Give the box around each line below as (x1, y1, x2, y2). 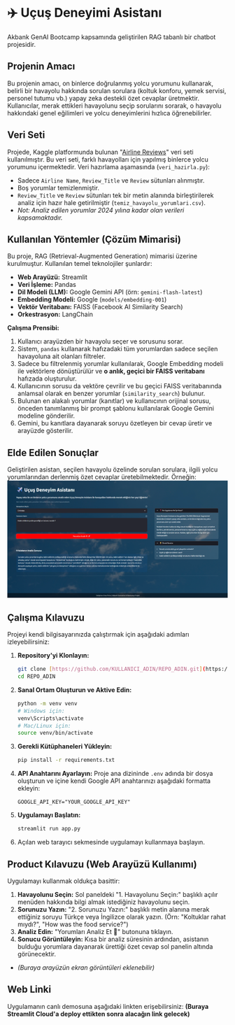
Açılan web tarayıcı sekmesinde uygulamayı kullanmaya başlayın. (17, 838, 205, 847)
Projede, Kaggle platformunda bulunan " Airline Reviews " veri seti (7, 148, 194, 156)
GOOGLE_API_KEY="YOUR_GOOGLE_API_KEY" (17, 798, 131, 806)
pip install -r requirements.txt (17, 756, 115, 764)
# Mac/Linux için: (17, 722, 71, 729)
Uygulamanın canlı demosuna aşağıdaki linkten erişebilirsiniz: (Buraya (7, 1002, 209, 1010)
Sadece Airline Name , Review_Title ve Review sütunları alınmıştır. (17, 176, 205, 185)
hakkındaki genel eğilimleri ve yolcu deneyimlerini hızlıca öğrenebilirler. (7, 108, 212, 117)
